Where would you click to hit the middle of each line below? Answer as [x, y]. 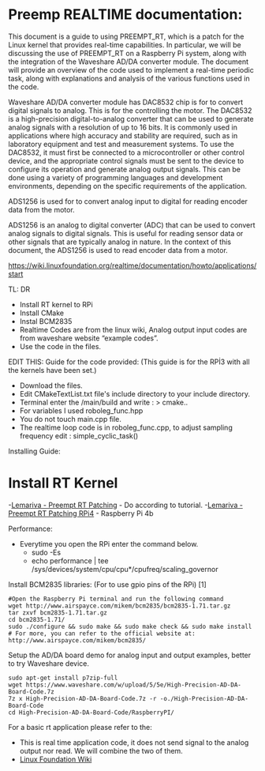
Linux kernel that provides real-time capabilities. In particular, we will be [125, 44]
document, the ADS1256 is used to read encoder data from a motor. [118, 250]
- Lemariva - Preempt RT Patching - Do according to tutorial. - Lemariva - [125, 505]
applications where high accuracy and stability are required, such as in [123, 135]
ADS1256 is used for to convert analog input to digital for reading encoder [128, 201]
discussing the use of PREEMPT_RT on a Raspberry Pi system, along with [127, 53]
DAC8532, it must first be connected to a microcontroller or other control [126, 152]
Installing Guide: [34, 451]
